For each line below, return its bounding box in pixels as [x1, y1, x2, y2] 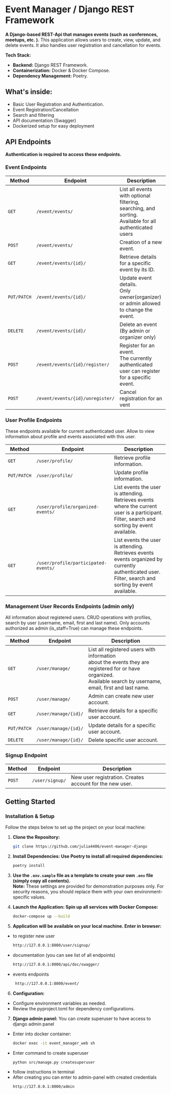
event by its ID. [119, 266, 155, 273]
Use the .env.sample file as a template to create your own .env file [12, 873, 154, 879]
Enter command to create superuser [12, 1050, 89, 1056]
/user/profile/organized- [36, 504, 99, 510]
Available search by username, [88, 678, 162, 685]
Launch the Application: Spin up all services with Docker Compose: [12, 904, 159, 910]
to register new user [12, 933, 55, 939]
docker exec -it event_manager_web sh [12, 1040, 95, 1046]
